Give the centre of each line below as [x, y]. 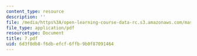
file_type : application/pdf [40, 28]
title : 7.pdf [22, 38]
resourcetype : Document [35, 33]
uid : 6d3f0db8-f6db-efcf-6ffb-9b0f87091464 [60, 44]
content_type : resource [35, 11]
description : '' [26, 17]
